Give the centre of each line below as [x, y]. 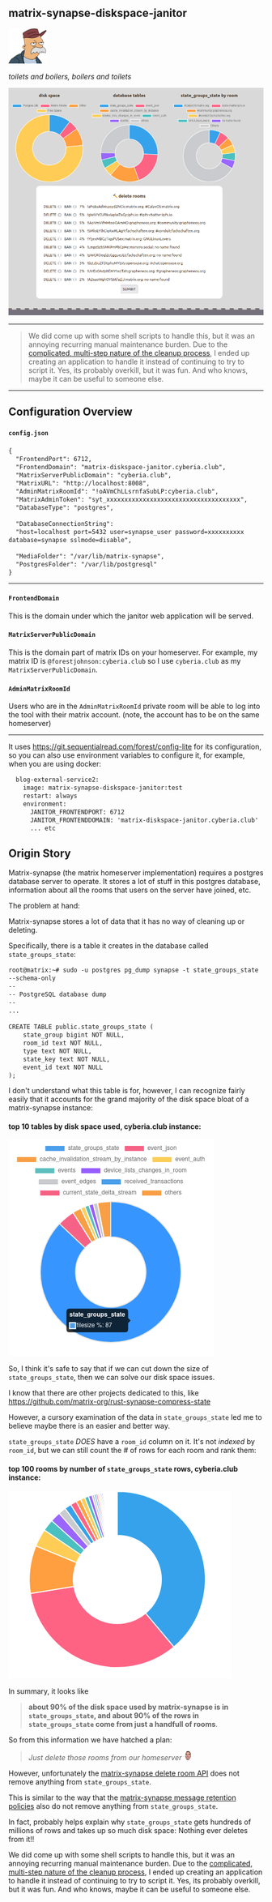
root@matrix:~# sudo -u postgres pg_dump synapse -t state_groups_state [134, 970]
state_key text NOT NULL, [67, 1060]
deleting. [23, 930]
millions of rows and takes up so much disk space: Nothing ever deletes [128, 1831]
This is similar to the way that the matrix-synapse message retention [122, 1797]
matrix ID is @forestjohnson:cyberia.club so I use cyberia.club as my [125, 661]
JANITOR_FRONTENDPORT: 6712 [77, 812]
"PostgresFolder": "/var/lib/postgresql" [87, 564]
